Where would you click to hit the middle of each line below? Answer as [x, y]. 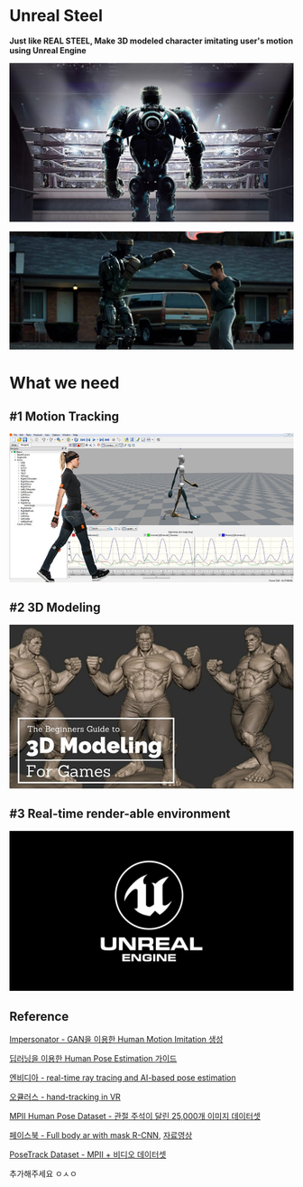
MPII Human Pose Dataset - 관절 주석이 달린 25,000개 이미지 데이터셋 [135, 1116]
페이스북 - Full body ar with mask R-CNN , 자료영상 [101, 1135]
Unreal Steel [56, 16]
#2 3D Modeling [55, 608]
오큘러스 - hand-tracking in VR [65, 1097]
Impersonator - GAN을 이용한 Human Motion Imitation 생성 [116, 1040]
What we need [64, 383]
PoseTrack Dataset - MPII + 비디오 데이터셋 [88, 1154]
